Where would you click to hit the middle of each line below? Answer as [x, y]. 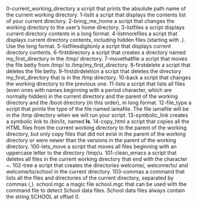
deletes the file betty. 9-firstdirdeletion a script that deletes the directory [94, 71]
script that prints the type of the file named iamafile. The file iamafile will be [98, 109]
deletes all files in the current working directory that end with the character [97, 159]
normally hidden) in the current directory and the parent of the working [92, 96]
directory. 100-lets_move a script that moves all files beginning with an [91, 146]
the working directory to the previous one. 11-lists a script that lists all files [96, 84]
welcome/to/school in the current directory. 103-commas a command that [96, 171]
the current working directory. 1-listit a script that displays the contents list [96, 15]
